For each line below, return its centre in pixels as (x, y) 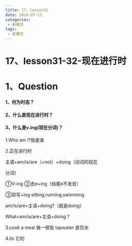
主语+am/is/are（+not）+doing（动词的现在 (52, 162)
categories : (18, 20)
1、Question (32, 87)
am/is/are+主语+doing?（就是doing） (45, 205)
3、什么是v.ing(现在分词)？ (34, 128)
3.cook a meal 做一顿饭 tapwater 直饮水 (47, 227)
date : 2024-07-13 (24, 15)
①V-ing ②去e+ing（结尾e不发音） (43, 184)
